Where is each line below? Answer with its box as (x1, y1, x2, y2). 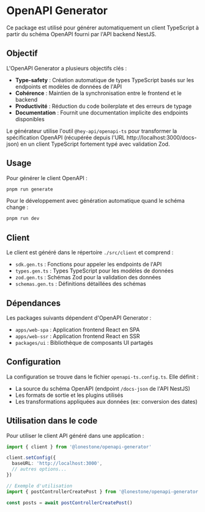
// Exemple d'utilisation (6, 483, 72, 489)
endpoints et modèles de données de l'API (15, 83, 122, 90)
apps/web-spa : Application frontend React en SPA (15, 326, 140, 333)
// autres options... (12, 466, 67, 472)
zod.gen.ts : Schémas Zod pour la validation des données (15, 274, 162, 281)
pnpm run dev (6, 216, 40, 222)
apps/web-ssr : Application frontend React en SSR (15, 332, 140, 340)
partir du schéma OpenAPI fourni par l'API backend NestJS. (6, 30, 157, 37)
